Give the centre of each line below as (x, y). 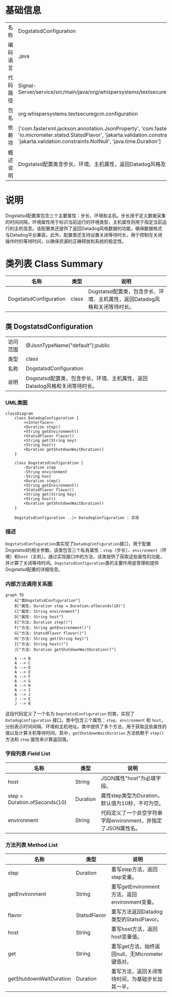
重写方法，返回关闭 (134, 971)
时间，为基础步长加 (139, 979)
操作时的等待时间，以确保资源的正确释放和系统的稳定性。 (66, 241)
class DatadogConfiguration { (47, 418)
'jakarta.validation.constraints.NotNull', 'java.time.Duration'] (90, 141)
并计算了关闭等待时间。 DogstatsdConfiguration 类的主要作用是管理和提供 (82, 563)
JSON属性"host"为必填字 (131, 778)
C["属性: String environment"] (47, 611)
